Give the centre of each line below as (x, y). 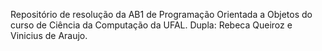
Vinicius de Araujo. (49, 35)
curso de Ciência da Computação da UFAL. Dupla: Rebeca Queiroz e (151, 25)
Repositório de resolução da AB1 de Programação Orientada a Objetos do (161, 14)
